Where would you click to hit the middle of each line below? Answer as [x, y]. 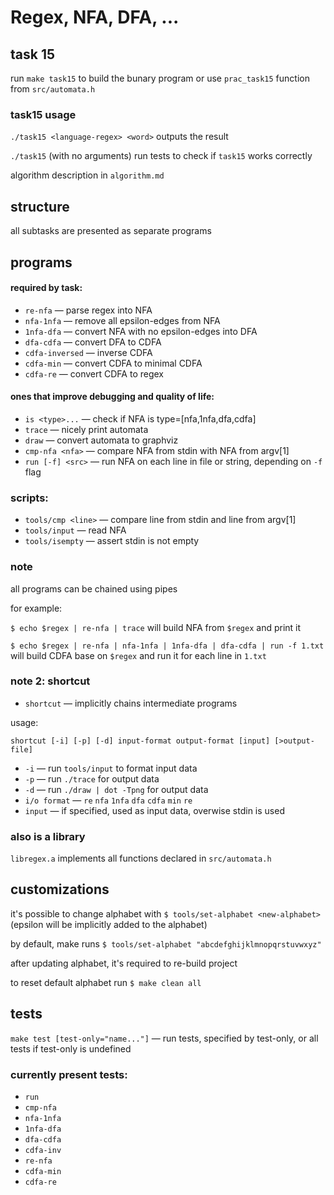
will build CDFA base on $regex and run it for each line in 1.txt [138, 655]
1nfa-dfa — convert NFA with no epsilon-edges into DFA [141, 331]
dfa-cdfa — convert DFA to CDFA [93, 342]
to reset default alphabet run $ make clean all [106, 982]
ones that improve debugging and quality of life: [112, 397]
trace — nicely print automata [86, 429]
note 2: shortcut [50, 681]
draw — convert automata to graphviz [101, 440]
